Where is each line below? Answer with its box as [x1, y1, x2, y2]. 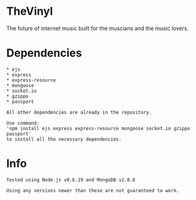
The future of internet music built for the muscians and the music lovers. [6, 25, 189, 32]
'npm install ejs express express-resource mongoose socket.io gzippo [6, 125, 190, 131]
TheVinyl [6, 4, 53, 18]
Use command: [6, 120, 40, 126]
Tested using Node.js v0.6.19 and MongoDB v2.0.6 [6, 177, 136, 183]
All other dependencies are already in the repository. [6, 109, 152, 115]
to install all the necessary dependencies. [6, 136, 122, 142]
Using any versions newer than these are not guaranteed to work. [6, 187, 179, 194]
